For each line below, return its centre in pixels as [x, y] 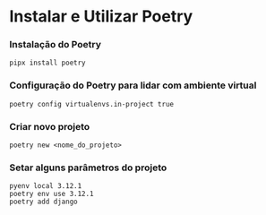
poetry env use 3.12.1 [51, 194]
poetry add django [43, 202]
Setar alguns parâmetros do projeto [88, 168]
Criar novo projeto [50, 126]
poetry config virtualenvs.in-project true [92, 104]
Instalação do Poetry [55, 45]
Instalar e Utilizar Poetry [101, 17]
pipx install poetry [48, 63]
